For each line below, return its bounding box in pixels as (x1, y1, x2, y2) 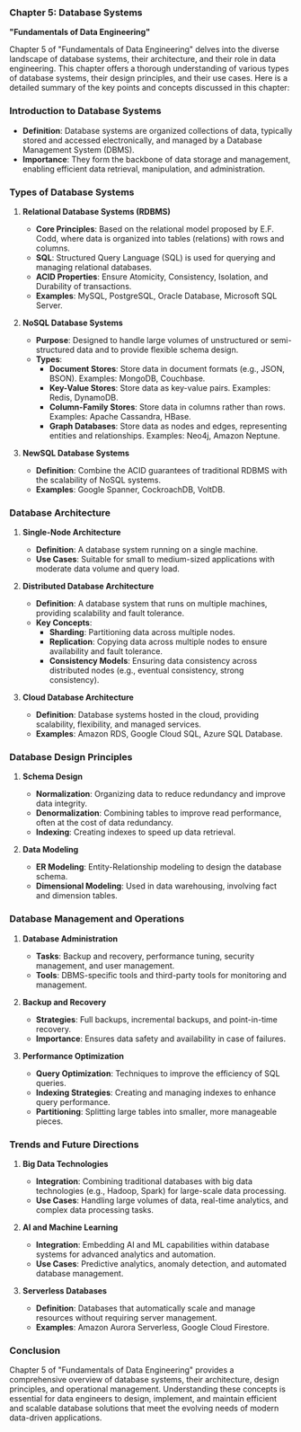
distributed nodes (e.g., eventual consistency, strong (49, 665, 244, 676)
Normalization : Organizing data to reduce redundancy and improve (35, 789, 286, 800)
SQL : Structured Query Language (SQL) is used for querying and (35, 252, 276, 262)
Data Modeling (22, 844, 79, 855)
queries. (35, 1077, 66, 1088)
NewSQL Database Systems (22, 447, 130, 458)
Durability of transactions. (35, 280, 132, 291)
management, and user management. (35, 959, 175, 971)
